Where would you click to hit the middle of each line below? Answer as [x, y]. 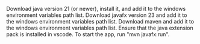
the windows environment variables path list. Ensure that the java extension [100, 28]
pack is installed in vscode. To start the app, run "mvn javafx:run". [88, 34]
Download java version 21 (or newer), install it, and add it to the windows [96, 9]
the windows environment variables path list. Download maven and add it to [100, 21]
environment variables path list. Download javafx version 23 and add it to [97, 15]
